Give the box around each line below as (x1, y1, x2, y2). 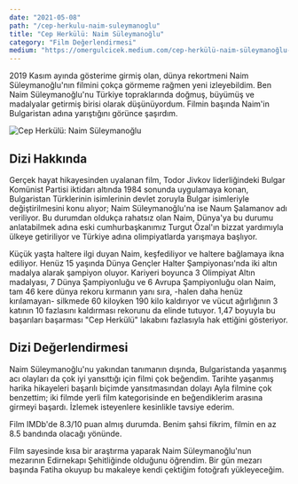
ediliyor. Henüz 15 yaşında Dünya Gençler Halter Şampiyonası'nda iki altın (9, 258, 278, 268)
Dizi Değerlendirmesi (9, 340, 129, 355)
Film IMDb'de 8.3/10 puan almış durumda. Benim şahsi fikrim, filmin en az (9, 418, 277, 429)
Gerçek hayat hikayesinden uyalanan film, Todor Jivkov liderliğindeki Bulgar (9, 174, 286, 185)
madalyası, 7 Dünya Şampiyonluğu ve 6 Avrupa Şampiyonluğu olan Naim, (9, 276, 277, 287)
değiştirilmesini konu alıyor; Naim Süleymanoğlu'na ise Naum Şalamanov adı (9, 202, 288, 213)
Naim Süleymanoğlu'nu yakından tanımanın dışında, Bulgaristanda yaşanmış (9, 363, 287, 374)
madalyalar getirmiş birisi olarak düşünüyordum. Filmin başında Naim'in (9, 99, 271, 109)
